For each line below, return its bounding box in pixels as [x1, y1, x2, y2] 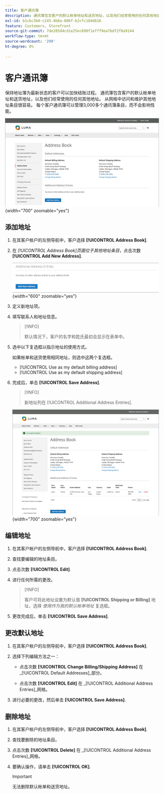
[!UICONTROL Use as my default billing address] [19, 364, 117, 370]
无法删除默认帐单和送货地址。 [12, 784, 72, 790]
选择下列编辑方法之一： [12, 653, 60, 659]
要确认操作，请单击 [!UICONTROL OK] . [12, 764, 91, 769]
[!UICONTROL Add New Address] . [12, 253, 82, 259]
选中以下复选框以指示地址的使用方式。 [12, 344, 89, 350]
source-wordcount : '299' [5, 39, 56, 44]
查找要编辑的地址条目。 [12, 556, 60, 562]
